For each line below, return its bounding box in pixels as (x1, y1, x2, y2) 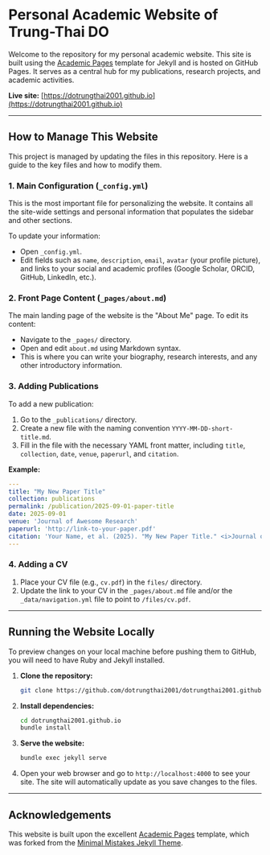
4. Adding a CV (8, 559, 68, 570)
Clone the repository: (19, 671, 93, 680)
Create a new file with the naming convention (19, 423, 170, 432)
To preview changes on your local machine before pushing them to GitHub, (8, 646, 257, 656)
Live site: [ (8, 90, 44, 100)
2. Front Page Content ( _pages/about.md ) (8, 292, 167, 304)
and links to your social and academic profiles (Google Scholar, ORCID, (19, 264, 256, 274)
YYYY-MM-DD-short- (171, 424, 234, 432)
